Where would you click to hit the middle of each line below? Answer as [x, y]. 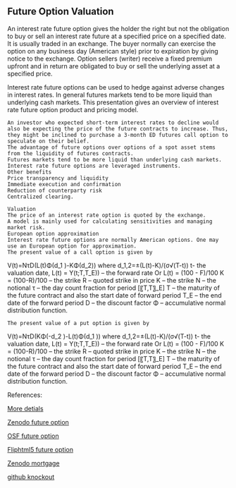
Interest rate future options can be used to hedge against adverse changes [116, 87]
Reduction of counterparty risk [55, 190]
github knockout [31, 477]
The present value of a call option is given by [80, 252]
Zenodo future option [38, 422]
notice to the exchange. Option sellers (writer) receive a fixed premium [110, 59]
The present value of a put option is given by [79, 323]
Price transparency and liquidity [58, 178]
